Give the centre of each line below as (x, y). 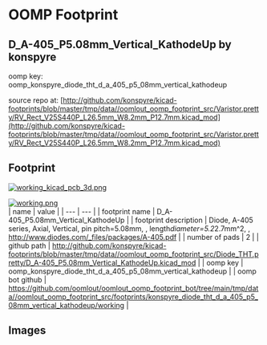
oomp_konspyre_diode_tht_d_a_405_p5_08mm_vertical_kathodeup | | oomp (132, 271)
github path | (29, 246)
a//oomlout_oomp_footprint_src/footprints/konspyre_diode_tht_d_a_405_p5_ (133, 296)
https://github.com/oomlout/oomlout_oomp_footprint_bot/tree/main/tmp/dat (133, 288)
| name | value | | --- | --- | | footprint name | (82, 211)
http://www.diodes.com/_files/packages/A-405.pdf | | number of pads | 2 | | (133, 237)
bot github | (27, 279)
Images (27, 331)
